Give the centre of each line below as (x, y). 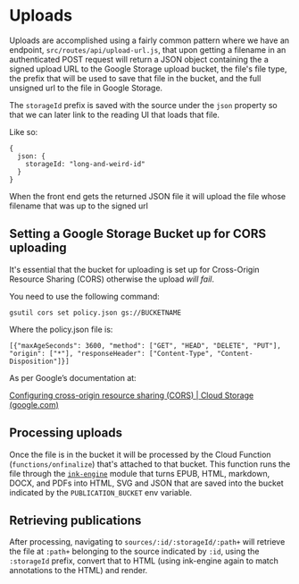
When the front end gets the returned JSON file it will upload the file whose (148, 196)
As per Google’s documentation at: (73, 377)
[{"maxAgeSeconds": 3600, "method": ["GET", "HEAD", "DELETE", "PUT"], (145, 345)
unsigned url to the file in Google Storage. (86, 88)
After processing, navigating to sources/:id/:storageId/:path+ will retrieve (147, 542)
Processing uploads (66, 433)
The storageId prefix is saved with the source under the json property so (144, 105)
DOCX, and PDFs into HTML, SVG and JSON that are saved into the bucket (146, 483)
